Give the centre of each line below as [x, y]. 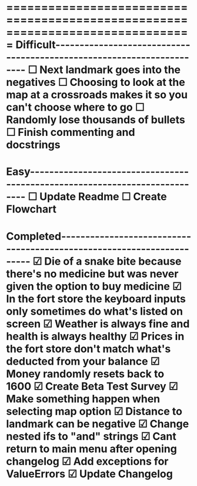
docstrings [33, 145]
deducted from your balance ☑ [83, 361]
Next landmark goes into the [110, 70]
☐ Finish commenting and [71, 132]
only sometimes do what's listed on [95, 311]
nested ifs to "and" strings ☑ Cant [91, 436]
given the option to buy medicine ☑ [94, 286]
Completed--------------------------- [99, 236]
